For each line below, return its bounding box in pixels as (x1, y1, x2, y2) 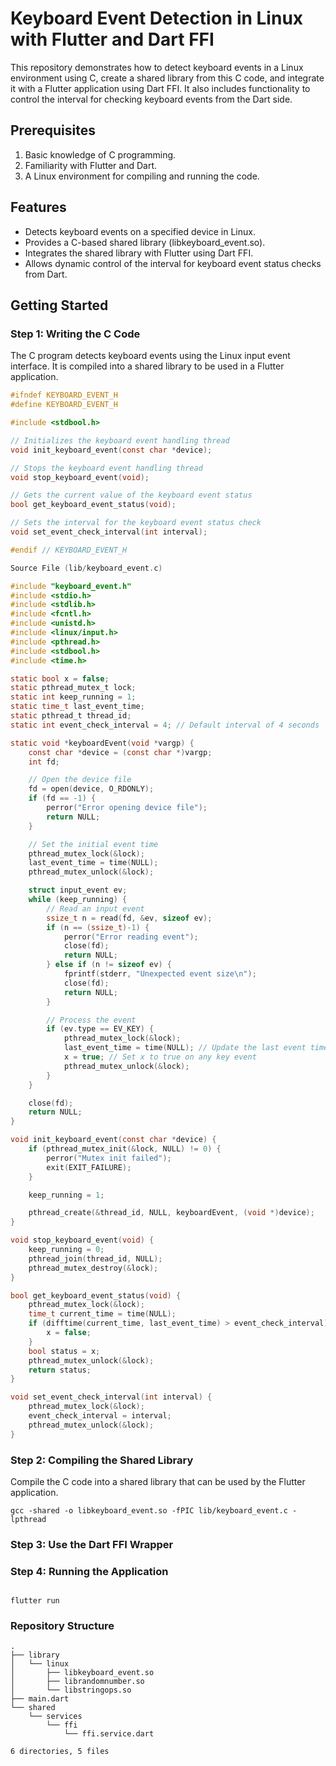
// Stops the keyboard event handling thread (10, 463, 203, 473)
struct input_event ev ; (28, 885, 128, 896)
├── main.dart (10, 1694, 70, 1704)
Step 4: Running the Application (10, 1564, 169, 1578)
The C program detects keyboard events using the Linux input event (10, 350, 291, 362)
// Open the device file (28, 775, 132, 785)
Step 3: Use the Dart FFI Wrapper (10, 1537, 174, 1551)
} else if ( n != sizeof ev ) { (46, 960, 172, 970)
